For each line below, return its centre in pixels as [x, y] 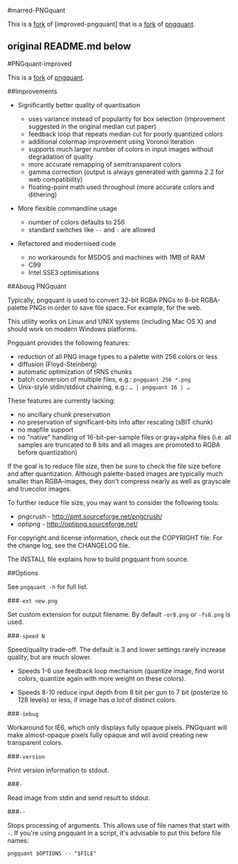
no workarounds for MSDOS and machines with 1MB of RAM [117, 257]
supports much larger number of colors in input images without [121, 149]
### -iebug [23, 713]
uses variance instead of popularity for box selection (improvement [126, 119]
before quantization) [48, 452]
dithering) [43, 194]
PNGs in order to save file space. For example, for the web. [116, 307]
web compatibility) [55, 179]
